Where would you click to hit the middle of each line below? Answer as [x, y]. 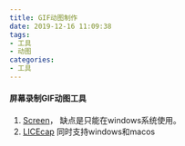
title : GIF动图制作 [44, 18]
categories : [32, 60]
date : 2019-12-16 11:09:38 [61, 26]
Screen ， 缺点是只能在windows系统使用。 [102, 121]
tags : [20, 34]
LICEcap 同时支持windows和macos [89, 131]
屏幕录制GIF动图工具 [48, 98]
